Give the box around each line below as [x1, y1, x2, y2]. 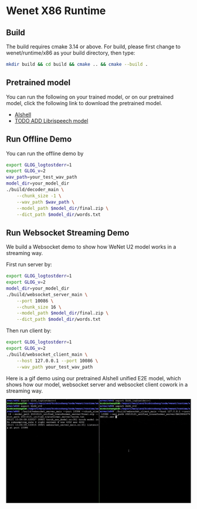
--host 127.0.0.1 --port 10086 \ [16, 357, 98, 364]
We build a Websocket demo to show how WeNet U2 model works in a [6, 243, 176, 250]
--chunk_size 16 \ [16, 304, 62, 310]
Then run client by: [6, 327, 52, 334]
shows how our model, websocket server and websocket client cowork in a [6, 381, 188, 388]
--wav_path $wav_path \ [16, 199, 75, 205]
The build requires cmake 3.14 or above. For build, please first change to [6, 43, 181, 50]
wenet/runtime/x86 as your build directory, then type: [6, 49, 135, 56]
